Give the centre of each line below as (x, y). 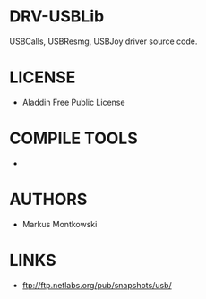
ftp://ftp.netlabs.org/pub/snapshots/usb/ (97, 285)
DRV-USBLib (57, 17)
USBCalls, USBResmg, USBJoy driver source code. (103, 41)
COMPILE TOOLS (73, 138)
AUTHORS (48, 200)
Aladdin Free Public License (73, 102)
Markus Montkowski (60, 224)
